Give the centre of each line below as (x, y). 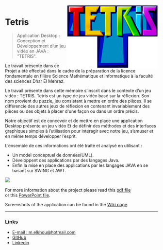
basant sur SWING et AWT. (39, 170)
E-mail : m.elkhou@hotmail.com (44, 232)
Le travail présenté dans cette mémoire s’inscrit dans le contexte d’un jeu (78, 90)
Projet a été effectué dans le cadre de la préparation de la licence (70, 71)
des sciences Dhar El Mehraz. (35, 81)
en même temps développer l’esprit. (41, 136)
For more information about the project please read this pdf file (68, 190)
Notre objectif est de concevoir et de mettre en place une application (74, 121)
